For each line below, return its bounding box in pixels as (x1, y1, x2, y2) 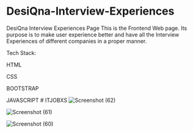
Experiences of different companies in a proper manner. (6, 37, 147, 45)
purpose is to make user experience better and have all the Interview (6, 31, 180, 38)
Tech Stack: (6, 49, 37, 56)
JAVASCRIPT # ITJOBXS (6, 96, 68, 104)
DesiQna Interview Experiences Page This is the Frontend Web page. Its (6, 24, 188, 32)
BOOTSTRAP (6, 84, 39, 92)
